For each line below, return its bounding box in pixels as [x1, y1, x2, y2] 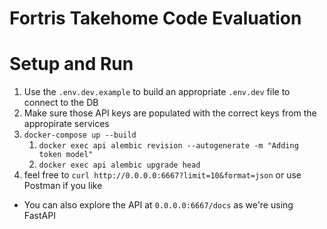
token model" [38, 150, 94, 160]
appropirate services [23, 118, 110, 130]
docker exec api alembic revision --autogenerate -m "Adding [38, 141, 299, 151]
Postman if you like [23, 180, 103, 192]
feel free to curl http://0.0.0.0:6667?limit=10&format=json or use [23, 169, 302, 181]
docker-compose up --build [23, 130, 137, 141]
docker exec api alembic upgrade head [38, 160, 201, 171]
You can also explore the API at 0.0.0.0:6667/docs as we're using [23, 199, 294, 211]
